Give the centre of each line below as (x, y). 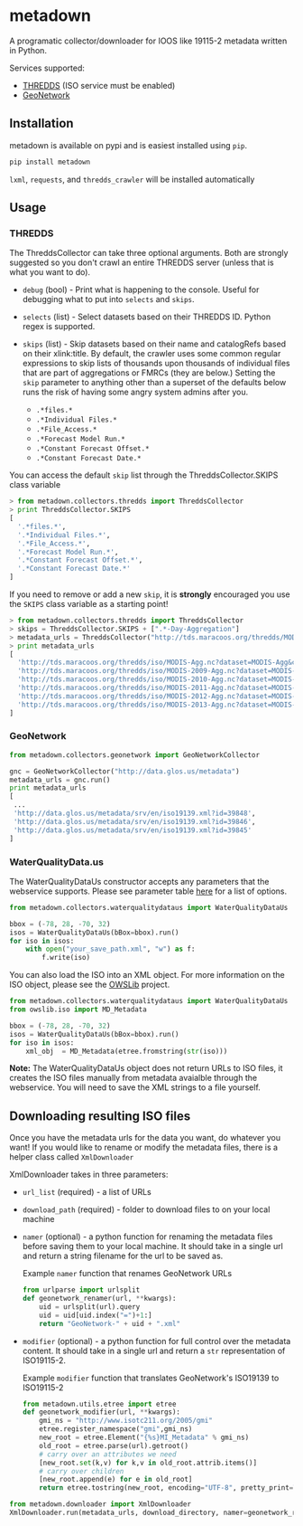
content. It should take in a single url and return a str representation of (154, 1351)
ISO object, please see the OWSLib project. (90, 985)
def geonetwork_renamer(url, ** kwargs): (99, 1299)
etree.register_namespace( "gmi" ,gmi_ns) (116, 1429)
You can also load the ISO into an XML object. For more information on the (147, 975)
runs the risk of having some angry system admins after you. (135, 392)
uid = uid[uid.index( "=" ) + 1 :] (96, 1315)
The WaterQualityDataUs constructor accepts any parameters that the (139, 881)
